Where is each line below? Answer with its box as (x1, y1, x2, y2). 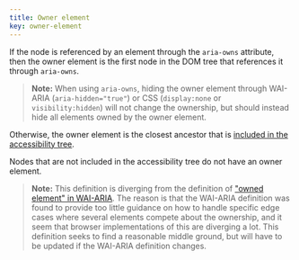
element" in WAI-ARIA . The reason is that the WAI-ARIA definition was (31, 193, 290, 203)
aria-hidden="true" (54, 94, 128, 103)
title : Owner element (9, 13, 91, 22)
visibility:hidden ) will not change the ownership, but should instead (31, 102, 290, 112)
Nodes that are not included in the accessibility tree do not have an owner (9, 156, 283, 166)
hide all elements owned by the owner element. (31, 112, 207, 122)
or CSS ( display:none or (131, 92, 222, 103)
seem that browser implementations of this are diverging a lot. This (31, 221, 279, 232)
